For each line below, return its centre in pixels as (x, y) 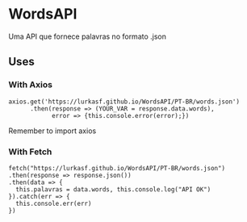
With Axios (30, 85)
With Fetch (30, 152)
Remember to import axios (52, 131)
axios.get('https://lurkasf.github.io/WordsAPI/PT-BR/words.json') (124, 102)
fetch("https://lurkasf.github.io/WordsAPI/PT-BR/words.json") (117, 168)
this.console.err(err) (54, 203)
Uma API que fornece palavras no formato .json (88, 36)
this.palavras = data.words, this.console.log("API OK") (113, 189)
